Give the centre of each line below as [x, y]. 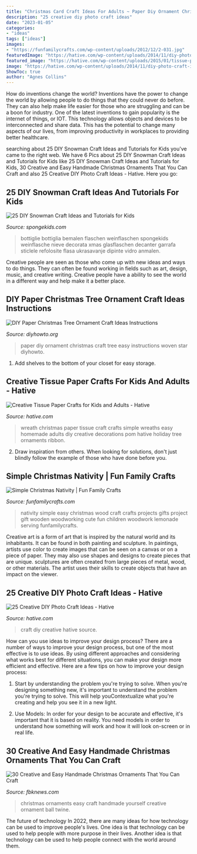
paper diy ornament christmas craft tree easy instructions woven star [104, 345]
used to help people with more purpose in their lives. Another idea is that [94, 833]
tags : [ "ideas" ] [26, 39]
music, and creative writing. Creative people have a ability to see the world [96, 274]
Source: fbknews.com [33, 792]
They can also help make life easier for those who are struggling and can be [98, 106]
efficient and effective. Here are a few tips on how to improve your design [95, 666]
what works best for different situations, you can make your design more [94, 660]
